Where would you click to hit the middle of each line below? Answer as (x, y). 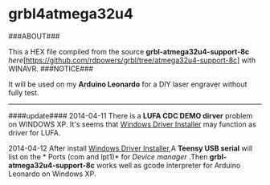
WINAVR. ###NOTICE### (51, 68)
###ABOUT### (34, 36)
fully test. (24, 92)
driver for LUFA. (35, 132)
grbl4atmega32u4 (71, 14)
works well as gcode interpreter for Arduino (168, 165)
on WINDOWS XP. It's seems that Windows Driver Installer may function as (133, 124)
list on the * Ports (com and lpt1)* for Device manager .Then (108, 156)
